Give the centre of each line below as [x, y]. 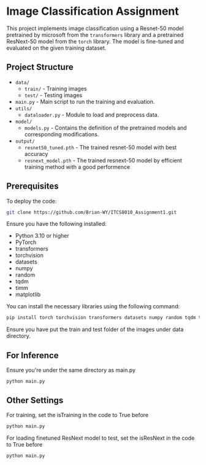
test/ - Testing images [53, 95]
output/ [25, 141]
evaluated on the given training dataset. [56, 48]
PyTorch [26, 242]
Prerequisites [32, 186]
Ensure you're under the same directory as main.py [71, 370]
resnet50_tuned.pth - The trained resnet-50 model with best [101, 147]
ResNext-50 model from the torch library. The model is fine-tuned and [95, 41]
